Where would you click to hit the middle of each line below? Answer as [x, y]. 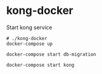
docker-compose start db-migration [51, 54]
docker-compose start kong [40, 65]
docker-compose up [29, 44]
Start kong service [29, 27]
